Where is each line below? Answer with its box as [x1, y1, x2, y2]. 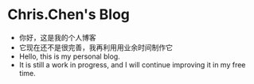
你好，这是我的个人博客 [18, 32, 96, 42]
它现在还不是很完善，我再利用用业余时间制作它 [18, 42, 173, 52]
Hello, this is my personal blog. [18, 52, 120, 61]
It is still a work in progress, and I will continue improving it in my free [18, 59, 246, 69]
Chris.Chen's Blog [7, 6, 131, 24]
